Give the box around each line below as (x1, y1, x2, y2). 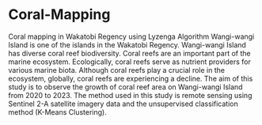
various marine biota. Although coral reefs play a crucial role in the (8, 65, 226, 74)
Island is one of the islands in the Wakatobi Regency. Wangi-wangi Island (8, 40, 247, 49)
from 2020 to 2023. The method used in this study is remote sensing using (8, 90, 253, 100)
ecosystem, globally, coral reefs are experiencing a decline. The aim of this (8, 74, 253, 83)
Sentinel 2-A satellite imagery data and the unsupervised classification (8, 99, 239, 108)
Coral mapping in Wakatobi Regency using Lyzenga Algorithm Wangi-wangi (8, 32, 255, 41)
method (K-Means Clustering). (8, 107, 107, 116)
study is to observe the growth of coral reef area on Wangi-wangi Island (8, 81, 243, 92)
